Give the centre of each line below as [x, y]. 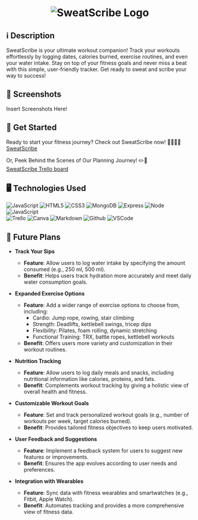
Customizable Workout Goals [52, 404]
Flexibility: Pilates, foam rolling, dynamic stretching [95, 331]
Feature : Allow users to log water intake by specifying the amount [104, 263]
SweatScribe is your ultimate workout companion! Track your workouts [93, 50]
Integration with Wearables [49, 481]
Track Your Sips [35, 251]
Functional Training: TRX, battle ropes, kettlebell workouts [103, 337]
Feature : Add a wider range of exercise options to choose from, [102, 305]
